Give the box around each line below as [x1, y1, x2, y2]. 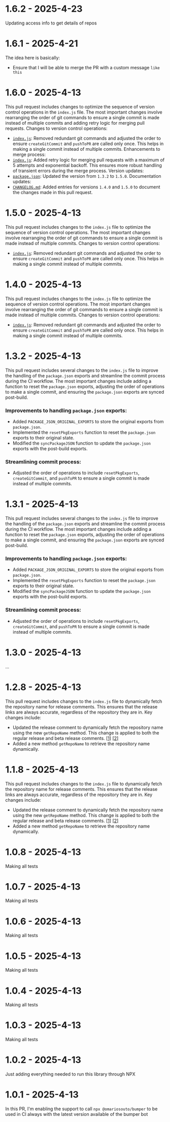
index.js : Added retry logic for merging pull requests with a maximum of [12, 156, 165, 163]
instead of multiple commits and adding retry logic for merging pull [5, 120, 145, 126]
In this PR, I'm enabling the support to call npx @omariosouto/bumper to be [5, 1106, 158, 1112]
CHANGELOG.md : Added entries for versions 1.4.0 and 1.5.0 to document [12, 184, 161, 190]
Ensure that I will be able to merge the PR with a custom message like [12, 64, 160, 70]
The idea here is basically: [5, 54, 60, 61]
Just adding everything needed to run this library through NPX [5, 1071, 135, 1077]
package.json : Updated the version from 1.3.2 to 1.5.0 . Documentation [12, 173, 161, 179]
